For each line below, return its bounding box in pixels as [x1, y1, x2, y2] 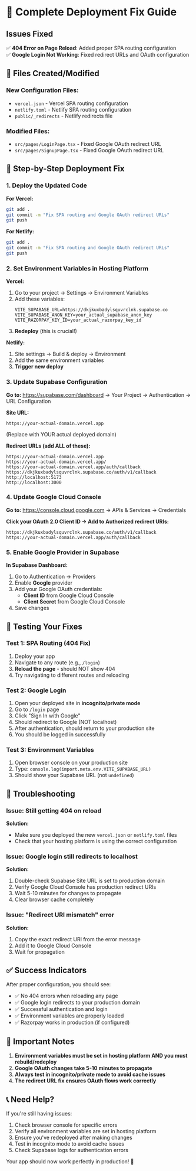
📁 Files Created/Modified [6, 69, 99, 79]
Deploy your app [14, 653, 55, 660]
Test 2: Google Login [6, 686, 67, 694]
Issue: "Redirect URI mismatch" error [6, 911, 115, 919]
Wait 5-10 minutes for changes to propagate [14, 890, 122, 897]
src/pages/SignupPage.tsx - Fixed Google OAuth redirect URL [14, 146, 164, 154]
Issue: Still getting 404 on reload [6, 806, 102, 814]
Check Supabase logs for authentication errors [14, 1147, 128, 1154]
